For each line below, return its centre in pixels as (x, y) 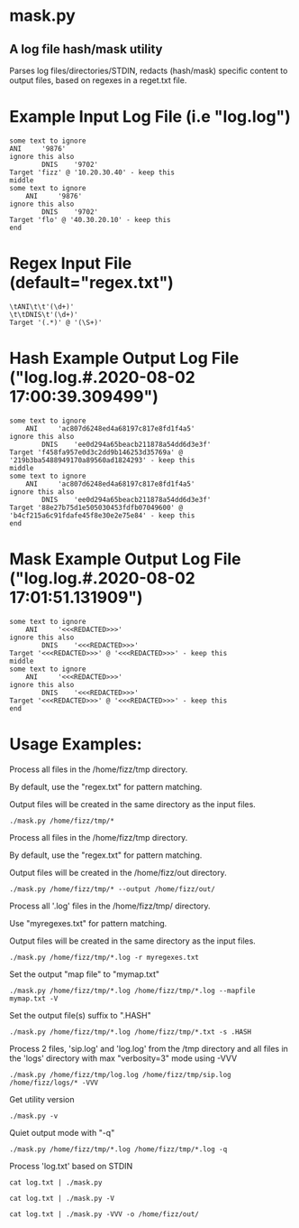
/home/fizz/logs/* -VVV (54, 1083)
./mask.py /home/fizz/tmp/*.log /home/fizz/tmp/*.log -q (118, 1149)
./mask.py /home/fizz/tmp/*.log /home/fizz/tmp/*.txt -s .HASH (131, 1032)
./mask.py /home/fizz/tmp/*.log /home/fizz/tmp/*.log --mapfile (132, 991)
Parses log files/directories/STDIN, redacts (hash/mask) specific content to (149, 70)
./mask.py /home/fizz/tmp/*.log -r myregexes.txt (104, 957)
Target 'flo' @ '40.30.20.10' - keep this (90, 219)
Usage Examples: (76, 744)
